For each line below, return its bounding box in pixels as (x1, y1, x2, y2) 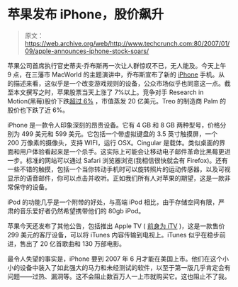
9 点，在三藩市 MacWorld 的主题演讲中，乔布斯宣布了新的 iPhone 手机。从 (7, 70, 225, 79)
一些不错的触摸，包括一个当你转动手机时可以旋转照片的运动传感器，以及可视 (7, 164, 231, 174)
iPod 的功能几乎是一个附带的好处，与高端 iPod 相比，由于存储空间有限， (7, 198, 219, 206)
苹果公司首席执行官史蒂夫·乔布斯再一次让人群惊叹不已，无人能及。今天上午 (7, 61, 227, 69)
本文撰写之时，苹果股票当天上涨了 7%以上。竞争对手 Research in (13, 88, 204, 96)
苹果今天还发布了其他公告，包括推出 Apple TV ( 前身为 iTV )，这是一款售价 (7, 221, 225, 230)
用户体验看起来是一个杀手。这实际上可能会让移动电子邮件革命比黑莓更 (19, 147, 225, 156)
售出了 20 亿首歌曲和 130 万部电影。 (19, 239, 126, 248)
